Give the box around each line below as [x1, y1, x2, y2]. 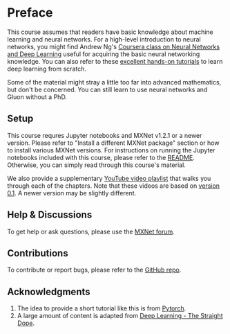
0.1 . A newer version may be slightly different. [7, 188, 137, 197]
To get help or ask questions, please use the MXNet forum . [7, 227, 175, 236]
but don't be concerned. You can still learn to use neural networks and [7, 85, 208, 94]
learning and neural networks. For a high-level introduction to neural [7, 35, 202, 43]
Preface [7, 5, 53, 21]
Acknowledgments [7, 285, 91, 297]
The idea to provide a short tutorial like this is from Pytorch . [17, 304, 186, 313]
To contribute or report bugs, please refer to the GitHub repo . [7, 265, 182, 274]
